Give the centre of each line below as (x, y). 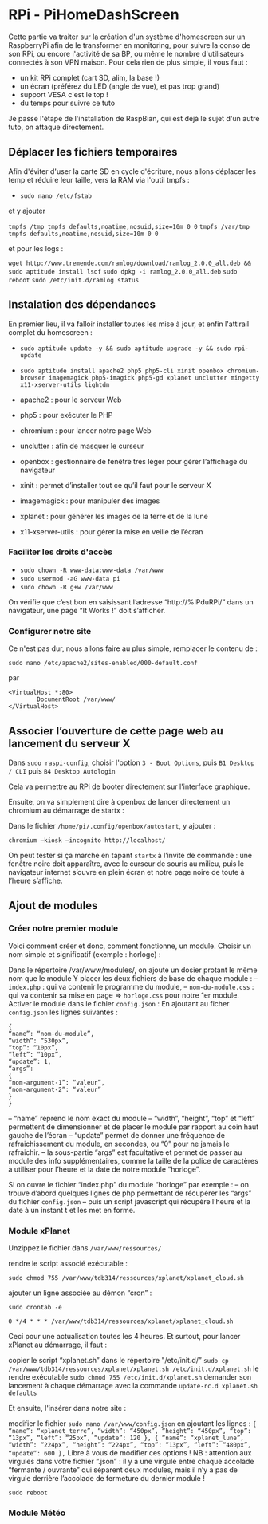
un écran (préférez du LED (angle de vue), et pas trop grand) (120, 86)
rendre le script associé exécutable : (68, 1263)
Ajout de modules (53, 906)
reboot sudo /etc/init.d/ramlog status (74, 280)
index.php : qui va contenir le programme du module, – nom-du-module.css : (131, 986)
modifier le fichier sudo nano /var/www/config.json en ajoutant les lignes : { (132, 1423)
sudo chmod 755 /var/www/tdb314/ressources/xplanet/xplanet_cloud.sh (126, 1278)
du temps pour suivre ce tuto (67, 103)
